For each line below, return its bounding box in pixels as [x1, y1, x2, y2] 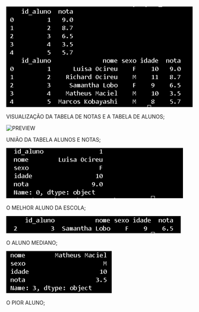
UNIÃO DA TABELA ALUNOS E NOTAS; [6, 136, 101, 143]
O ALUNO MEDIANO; [6, 239, 58, 246]
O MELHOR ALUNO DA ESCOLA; [6, 204, 86, 211]
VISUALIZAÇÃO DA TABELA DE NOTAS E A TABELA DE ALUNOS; [6, 113, 165, 120]
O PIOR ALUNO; [6, 299, 46, 306]
